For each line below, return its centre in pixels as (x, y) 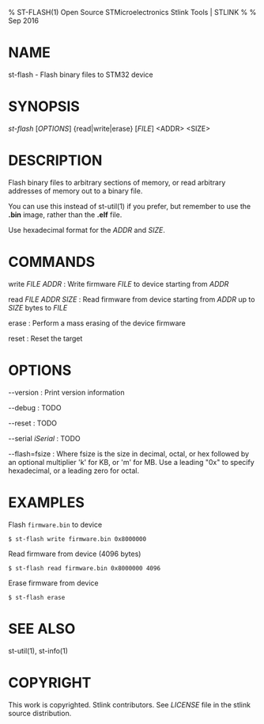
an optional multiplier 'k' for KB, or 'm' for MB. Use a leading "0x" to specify (131, 462)
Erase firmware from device (53, 583)
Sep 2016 (24, 21)
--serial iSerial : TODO (44, 438)
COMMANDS (52, 262)
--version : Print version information (66, 392)
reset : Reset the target (45, 338)
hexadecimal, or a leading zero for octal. (74, 471)
